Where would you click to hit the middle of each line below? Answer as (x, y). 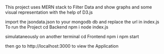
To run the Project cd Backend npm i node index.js (57, 27)
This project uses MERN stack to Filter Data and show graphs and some (79, 7)
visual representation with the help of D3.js (49, 12)
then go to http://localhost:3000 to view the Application (62, 46)
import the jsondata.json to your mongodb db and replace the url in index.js (82, 22)
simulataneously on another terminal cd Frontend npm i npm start (72, 37)
